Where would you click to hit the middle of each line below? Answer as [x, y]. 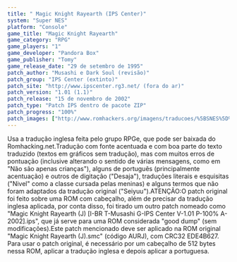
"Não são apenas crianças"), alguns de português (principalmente [104, 168]
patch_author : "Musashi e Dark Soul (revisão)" [79, 73]
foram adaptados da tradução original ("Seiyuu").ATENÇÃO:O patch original [117, 191]
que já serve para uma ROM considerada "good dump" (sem [129, 221]
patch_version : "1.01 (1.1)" [50, 92]
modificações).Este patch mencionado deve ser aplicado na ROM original [114, 228]
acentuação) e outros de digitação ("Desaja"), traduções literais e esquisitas [118, 176]
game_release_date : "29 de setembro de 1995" [75, 66]
